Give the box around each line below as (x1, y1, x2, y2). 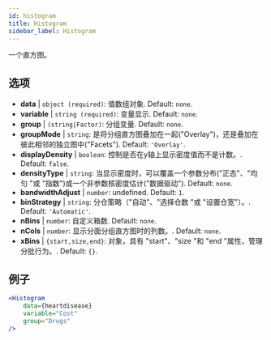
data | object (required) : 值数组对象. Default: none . (19, 99, 193, 109)
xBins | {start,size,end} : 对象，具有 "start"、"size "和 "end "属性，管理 (19, 236, 263, 246)
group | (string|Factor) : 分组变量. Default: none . (19, 119, 184, 130)
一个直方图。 (8, 50, 51, 60)
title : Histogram (8, 19, 67, 28)
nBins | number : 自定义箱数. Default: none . (19, 216, 157, 226)
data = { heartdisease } (23, 301, 92, 310)
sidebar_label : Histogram (8, 27, 96, 35)
